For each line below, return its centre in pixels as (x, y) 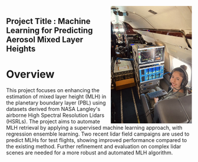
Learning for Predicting (49, 31)
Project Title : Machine (48, 21)
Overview (30, 74)
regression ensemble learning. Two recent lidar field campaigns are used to (98, 134)
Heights (21, 49)
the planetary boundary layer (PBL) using (56, 103)
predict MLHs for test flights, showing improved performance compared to (97, 140)
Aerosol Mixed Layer (45, 40)
